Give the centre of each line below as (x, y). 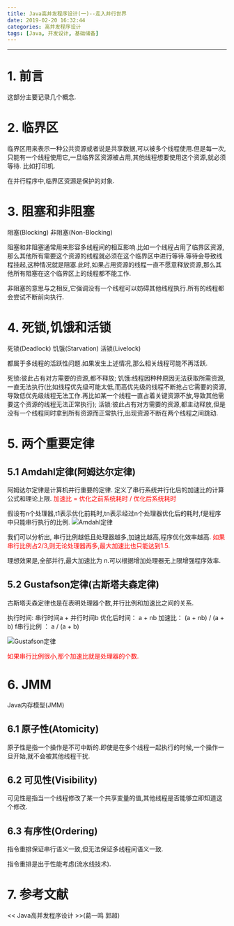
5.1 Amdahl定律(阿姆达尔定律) (71, 472)
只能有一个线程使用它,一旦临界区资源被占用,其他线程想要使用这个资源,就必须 (117, 157)
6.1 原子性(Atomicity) (53, 729)
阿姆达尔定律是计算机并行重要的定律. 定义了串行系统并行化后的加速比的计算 (116, 490)
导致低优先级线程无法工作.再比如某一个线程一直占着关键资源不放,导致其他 (113, 396)
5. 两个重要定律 (51, 444)
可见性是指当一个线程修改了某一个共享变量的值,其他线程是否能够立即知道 (112, 798)
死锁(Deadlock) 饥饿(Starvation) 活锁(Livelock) (74, 348)
